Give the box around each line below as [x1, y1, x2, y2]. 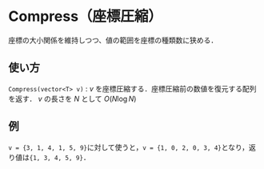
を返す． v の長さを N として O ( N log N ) [8, 94, 137, 103]
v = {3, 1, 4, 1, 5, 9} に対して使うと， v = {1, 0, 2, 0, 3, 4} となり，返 [8, 142, 256, 152]
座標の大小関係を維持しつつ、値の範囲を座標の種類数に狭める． [8, 35, 218, 45]
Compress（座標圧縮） [8, 7, 162, 26]
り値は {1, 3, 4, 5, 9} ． [8, 152, 90, 162]
